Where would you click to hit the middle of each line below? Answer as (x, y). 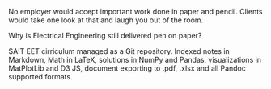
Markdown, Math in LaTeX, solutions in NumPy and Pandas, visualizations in (135, 60)
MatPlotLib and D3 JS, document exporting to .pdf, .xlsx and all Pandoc (127, 68)
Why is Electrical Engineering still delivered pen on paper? (105, 36)
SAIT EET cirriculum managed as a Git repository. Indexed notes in (119, 51)
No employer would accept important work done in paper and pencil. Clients (135, 12)
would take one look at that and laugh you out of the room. (106, 20)
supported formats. (40, 77)
